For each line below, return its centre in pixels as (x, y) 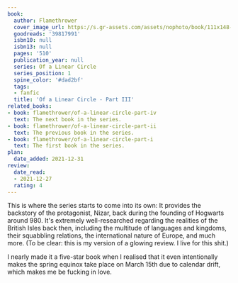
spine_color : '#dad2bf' (49, 80)
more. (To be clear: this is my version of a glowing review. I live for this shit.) (118, 243)
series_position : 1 (42, 73)
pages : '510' (33, 54)
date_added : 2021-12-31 (49, 159)
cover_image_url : (39, 27)
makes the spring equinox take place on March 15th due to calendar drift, (114, 265)
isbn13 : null (33, 47)
